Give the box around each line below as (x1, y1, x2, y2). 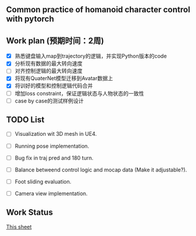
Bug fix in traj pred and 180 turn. (14, 154, 94, 161)
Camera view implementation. (14, 190, 88, 197)
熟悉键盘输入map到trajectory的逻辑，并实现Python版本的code (14, 53, 167, 60)
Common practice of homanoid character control (6, 5, 191, 15)
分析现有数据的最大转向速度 (14, 60, 83, 67)
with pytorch (6, 14, 54, 24)
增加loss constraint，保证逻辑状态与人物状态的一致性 (14, 90, 144, 97)
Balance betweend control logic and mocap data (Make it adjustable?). (14, 166, 188, 173)
